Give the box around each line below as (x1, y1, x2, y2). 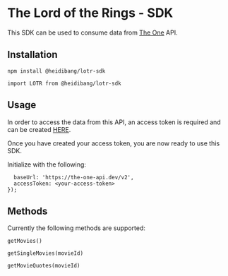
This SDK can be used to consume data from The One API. (7, 28, 178, 37)
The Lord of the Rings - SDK (7, 5, 174, 21)
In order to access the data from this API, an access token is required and (7, 118, 221, 126)
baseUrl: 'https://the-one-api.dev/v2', (13, 174, 134, 181)
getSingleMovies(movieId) (7, 250, 83, 257)
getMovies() (7, 238, 42, 245)
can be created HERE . (7, 125, 71, 133)
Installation (7, 49, 58, 61)
